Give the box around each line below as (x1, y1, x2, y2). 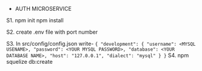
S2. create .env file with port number (6, 28, 98, 35)
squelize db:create (6, 58, 53, 65)
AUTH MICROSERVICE (15, 5, 72, 12)
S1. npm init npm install (6, 17, 64, 23)
